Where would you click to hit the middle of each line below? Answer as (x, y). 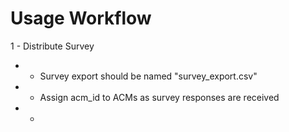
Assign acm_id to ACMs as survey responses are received (159, 97)
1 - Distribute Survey (52, 46)
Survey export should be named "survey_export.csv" (148, 76)
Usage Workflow (81, 18)
